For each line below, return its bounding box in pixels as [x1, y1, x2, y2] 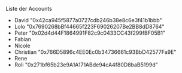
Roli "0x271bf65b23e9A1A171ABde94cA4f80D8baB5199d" [14, 61, 158, 68]
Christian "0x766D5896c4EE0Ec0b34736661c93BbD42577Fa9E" [14, 48, 177, 56]
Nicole [14, 42, 31, 49]
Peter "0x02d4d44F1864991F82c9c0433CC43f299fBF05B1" [14, 29, 166, 36]
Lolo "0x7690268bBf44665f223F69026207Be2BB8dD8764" [14, 23, 165, 30]
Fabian [14, 36, 31, 42]
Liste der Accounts [5, 5, 52, 12]
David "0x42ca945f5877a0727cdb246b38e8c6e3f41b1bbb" [14, 17, 162, 23]
